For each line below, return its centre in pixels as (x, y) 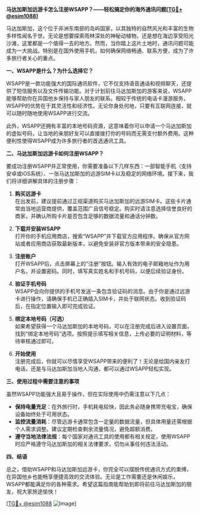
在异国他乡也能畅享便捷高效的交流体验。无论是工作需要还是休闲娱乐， (92, 477)
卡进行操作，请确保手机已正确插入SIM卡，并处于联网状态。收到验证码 (100, 299)
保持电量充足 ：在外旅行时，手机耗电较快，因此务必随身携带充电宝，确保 (103, 407)
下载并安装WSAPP (37, 228)
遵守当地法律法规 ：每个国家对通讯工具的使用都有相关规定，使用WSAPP (102, 436)
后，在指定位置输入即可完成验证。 (57, 306)
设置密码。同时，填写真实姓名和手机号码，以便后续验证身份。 (111, 271)
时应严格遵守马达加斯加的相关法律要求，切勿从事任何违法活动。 (93, 444)
